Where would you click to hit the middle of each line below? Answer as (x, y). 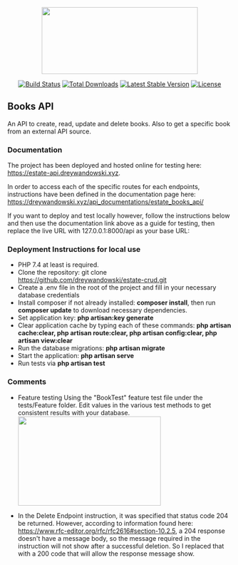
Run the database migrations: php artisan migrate (91, 348)
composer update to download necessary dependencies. (102, 310)
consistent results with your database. (74, 412)
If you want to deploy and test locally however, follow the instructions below (119, 216)
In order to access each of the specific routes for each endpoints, (104, 187)
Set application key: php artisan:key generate (86, 318)
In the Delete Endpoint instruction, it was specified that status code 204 (123, 515)
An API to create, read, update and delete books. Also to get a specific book (119, 123)
